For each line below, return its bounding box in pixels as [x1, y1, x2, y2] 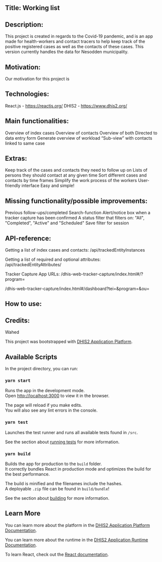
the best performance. [5, 471, 50, 477]
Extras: [5, 154, 28, 163]
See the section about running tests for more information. [5, 439, 120, 445]
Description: [5, 20, 44, 29]
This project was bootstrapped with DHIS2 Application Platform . [5, 339, 133, 344]
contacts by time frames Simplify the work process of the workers [5, 178, 137, 183]
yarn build [5, 451, 31, 456]
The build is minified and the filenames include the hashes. [5, 480, 123, 486]
